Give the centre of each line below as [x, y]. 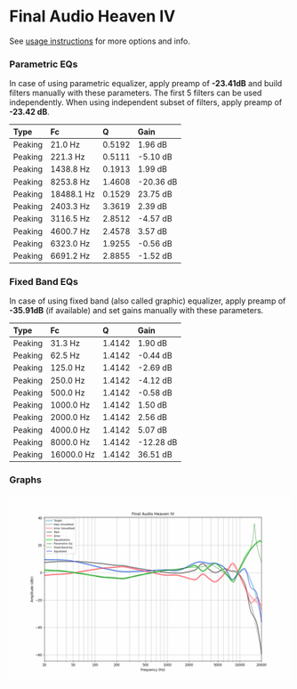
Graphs [25, 480]
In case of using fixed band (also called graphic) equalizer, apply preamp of [148, 301]
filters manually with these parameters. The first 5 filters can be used [136, 93]
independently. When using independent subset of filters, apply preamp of [146, 102]
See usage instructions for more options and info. [100, 41]
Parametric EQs [44, 64]
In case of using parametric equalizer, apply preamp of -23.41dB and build [146, 84]
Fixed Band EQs [44, 281]
